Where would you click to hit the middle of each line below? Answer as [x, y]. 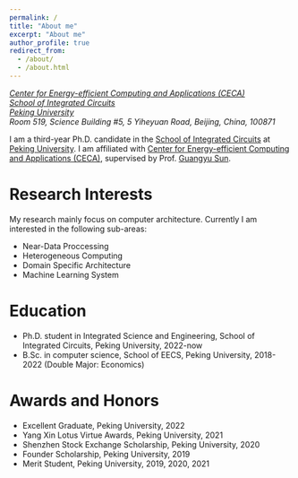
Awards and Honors [84, 400]
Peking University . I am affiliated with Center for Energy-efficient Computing [149, 148]
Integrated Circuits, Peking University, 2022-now [112, 345]
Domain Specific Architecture [77, 265]
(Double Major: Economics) [94, 364]
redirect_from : [38, 51]
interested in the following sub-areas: [78, 229]
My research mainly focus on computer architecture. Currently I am [133, 219]
